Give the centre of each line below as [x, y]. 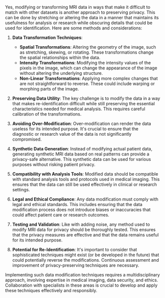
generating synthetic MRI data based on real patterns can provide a [81, 154]
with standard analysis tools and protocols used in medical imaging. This [86, 179]
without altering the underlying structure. [61, 73]
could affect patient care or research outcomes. [61, 215]
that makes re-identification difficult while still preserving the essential [83, 104]
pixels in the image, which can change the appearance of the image [88, 68]
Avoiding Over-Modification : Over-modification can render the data [82, 123]
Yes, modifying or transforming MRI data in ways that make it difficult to [78, 7]
